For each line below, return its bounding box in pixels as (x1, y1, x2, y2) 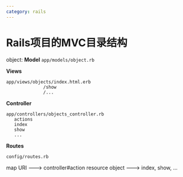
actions (14, 116, 33, 122)
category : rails (6, 8, 46, 15)
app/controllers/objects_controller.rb (6, 111, 104, 117)
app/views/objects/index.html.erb (6, 79, 91, 85)
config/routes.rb (6, 153, 49, 160)
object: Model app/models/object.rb (6, 56, 94, 63)
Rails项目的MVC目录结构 (6, 36, 128, 49)
